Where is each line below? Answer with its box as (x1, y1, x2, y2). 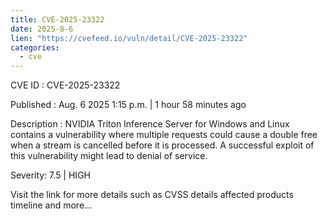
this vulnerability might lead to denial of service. (10, 150, 208, 162)
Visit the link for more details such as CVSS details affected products (10, 189, 294, 201)
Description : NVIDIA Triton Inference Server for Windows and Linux (10, 118, 290, 130)
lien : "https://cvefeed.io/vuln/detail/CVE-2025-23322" (10, 33, 248, 43)
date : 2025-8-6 (10, 24, 74, 34)
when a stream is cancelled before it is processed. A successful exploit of (10, 139, 315, 151)
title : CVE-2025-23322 (10, 14, 105, 25)
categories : (10, 42, 60, 53)
